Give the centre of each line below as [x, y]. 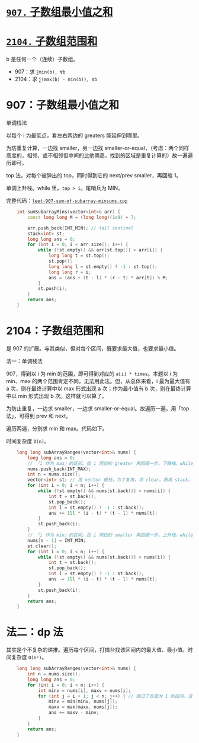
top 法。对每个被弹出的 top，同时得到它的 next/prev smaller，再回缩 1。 [94, 176]
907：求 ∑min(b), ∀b [40, 72]
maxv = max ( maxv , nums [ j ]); [83, 707]
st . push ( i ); [52, 289]
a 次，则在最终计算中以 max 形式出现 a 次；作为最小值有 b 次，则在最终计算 [99, 388]
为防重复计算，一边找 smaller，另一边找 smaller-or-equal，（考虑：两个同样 [98, 148]
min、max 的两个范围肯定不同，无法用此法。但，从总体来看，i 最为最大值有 [98, 381]
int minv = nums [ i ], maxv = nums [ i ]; [84, 691]
